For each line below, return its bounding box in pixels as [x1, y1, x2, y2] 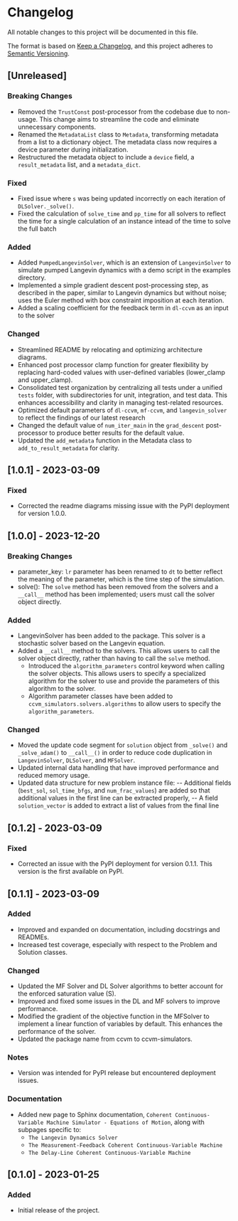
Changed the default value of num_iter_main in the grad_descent [17, 421, 205, 429]
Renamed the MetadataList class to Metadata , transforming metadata [17, 129, 219, 139]
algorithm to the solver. [28, 684, 96, 693]
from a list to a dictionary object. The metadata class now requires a [17, 137, 217, 146]
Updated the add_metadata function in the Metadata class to [17, 435, 193, 445]
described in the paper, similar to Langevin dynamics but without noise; [17, 289, 227, 297]
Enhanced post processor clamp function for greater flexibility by [17, 360, 209, 369]
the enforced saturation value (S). [17, 990, 117, 998]
